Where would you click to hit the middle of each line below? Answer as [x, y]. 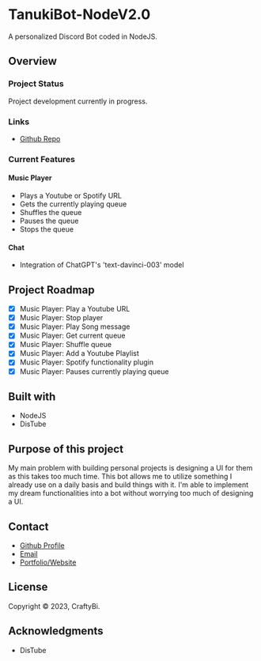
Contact [28, 526]
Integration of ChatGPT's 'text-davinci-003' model [102, 265]
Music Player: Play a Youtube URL [75, 309]
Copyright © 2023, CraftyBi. [54, 606]
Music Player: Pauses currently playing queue [94, 371]
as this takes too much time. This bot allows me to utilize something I [120, 477]
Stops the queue [46, 229]
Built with [32, 397]
